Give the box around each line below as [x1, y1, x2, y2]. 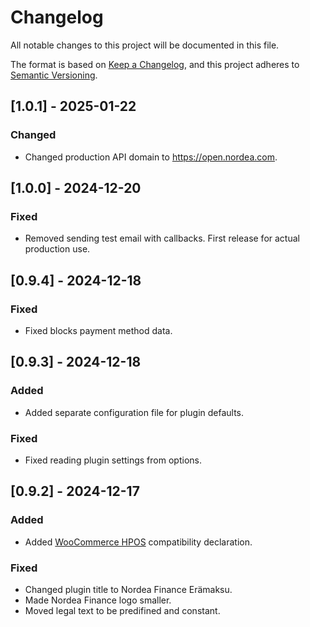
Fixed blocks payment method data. [24, 325, 173, 336]
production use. [24, 243, 91, 255]
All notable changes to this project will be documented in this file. [10, 39, 280, 51]
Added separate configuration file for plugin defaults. [24, 406, 245, 418]
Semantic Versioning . [10, 69, 98, 81]
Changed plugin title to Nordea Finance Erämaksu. [24, 583, 233, 595]
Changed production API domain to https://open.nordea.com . [24, 151, 278, 163]
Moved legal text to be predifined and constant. [24, 604, 221, 616]
